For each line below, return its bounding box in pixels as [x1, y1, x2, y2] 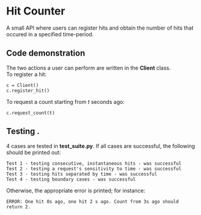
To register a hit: [6, 71, 47, 78]
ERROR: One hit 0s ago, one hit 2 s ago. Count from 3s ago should [6, 198, 179, 205]
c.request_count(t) [6, 110, 55, 116]
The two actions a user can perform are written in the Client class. [6, 64, 172, 71]
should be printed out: [6, 149, 61, 156]
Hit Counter [6, 4, 66, 18]
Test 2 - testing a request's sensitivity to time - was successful [6, 165, 182, 172]
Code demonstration [6, 48, 85, 59]
